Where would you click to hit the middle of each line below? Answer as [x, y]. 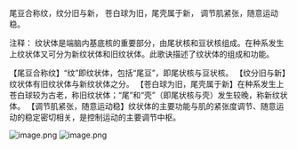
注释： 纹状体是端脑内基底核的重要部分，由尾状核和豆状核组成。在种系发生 [147, 43]
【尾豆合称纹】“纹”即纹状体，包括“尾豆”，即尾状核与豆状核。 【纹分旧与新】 [148, 73]
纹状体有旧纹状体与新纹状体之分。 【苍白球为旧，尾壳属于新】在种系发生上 [147, 84]
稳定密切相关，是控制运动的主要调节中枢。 [102, 117]
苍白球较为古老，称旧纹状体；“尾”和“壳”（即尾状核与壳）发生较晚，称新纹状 [148, 95]
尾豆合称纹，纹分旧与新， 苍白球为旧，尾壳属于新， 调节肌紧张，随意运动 [144, 13]
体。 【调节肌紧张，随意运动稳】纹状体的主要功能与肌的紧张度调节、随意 [143, 106]
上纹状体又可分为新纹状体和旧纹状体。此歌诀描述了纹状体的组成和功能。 [141, 54]
